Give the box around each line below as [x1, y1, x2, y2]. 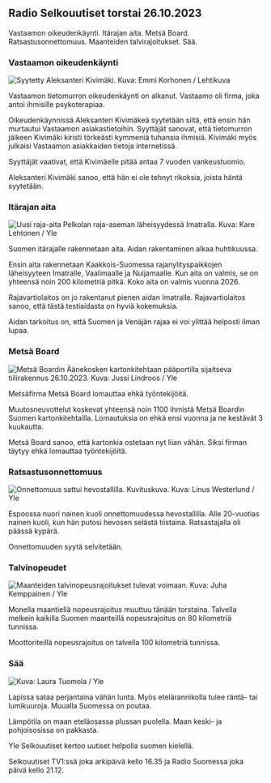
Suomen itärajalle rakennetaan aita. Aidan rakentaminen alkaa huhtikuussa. [8, 244, 258, 254]
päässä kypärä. [8, 526, 60, 536]
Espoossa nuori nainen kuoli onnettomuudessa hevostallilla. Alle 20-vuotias [8, 509, 260, 518]
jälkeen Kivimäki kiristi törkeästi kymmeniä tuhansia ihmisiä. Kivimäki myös [8, 133, 257, 143]
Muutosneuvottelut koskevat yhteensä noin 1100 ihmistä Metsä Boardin [8, 404, 245, 414]
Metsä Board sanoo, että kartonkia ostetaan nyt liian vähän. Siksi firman [8, 437, 248, 447]
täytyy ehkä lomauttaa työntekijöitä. [8, 446, 128, 456]
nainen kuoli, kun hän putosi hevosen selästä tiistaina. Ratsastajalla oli [8, 518, 241, 527]
